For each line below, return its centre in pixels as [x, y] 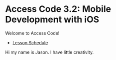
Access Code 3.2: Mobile [58, 9]
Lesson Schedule [30, 42]
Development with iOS [52, 19]
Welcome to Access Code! [32, 33]
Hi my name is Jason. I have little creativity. [50, 52]
